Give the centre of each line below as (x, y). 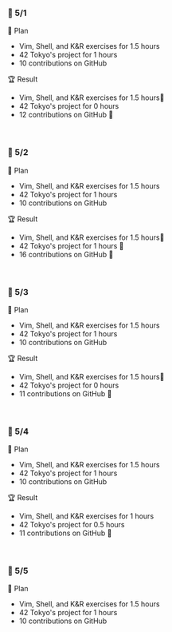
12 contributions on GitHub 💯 (66, 115)
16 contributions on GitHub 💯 (66, 254)
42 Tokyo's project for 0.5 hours (72, 525)
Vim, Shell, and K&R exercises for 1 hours (86, 516)
